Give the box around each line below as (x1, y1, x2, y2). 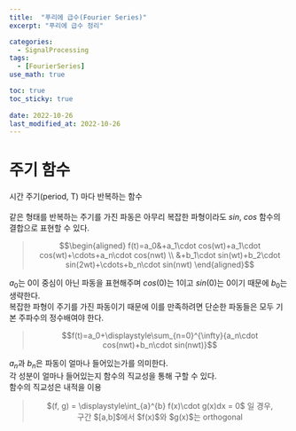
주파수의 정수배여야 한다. (18, 312, 105, 323)
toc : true (9, 86, 46, 95)
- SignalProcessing (17, 45, 90, 54)
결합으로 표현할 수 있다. (9, 223, 90, 233)
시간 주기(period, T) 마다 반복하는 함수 (9, 192, 144, 202)
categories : (9, 37, 53, 46)
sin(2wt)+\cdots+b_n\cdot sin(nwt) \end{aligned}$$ (65, 259, 255, 270)
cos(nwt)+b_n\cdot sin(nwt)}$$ (102, 339, 218, 350)
